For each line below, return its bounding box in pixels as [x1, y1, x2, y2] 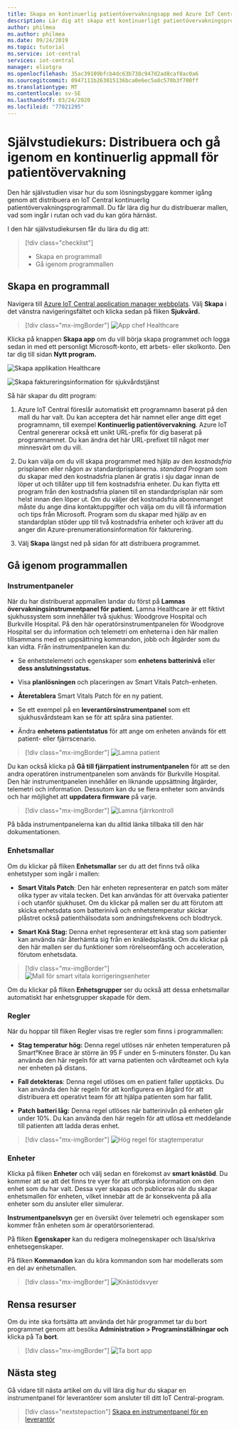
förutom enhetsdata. [17, 950, 78, 958]
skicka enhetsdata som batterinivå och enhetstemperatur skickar [17, 906, 208, 914]
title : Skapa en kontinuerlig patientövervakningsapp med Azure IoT [7, 10, 215, 18]
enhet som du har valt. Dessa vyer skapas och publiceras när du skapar [7, 1185, 218, 1193]
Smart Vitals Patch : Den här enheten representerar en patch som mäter [17, 883, 229, 892]
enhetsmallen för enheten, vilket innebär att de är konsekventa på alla [7, 1192, 212, 1201]
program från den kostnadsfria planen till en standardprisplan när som [17, 487, 223, 496]
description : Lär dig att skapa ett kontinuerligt [7, 17, 161, 24]
